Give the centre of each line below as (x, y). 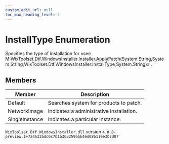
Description (95, 94)
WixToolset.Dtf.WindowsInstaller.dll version (53, 132)
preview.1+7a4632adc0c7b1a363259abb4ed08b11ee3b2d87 (62, 137)
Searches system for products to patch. (95, 103)
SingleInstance (26, 119)
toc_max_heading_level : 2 (32, 15)
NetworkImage (25, 111)
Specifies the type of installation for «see (48, 54)
